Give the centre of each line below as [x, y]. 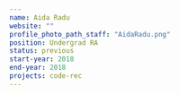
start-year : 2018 [42, 59]
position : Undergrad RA [54, 43]
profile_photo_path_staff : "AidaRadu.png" [90, 34]
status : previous [42, 51]
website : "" [31, 26]
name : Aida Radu [40, 17]
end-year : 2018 [38, 68]
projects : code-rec [46, 76]
